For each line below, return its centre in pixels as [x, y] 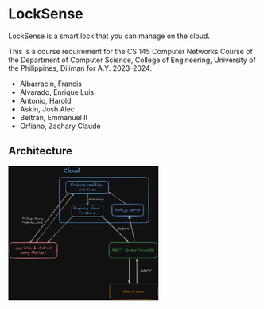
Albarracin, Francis [50, 84]
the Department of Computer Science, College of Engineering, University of [132, 60]
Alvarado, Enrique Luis [57, 92]
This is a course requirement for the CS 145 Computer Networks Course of [130, 51]
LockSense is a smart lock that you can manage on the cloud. [109, 36]
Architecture [41, 151]
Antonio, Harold [45, 100]
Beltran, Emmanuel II [54, 117]
